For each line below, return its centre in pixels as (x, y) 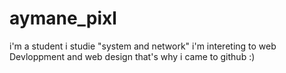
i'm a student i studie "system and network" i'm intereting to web (143, 46)
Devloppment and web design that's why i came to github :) (132, 56)
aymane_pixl (63, 18)
